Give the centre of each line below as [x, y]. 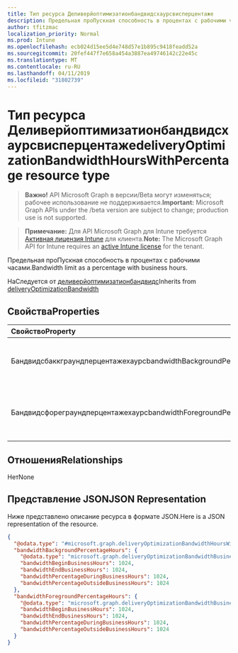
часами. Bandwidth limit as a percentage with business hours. [97, 268]
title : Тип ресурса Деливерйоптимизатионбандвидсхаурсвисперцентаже [110, 14]
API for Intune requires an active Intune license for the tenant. [114, 246]
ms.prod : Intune [31, 40]
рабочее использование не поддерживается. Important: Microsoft [124, 202]
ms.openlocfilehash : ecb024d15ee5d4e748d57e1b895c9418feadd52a [103, 47]
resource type [68, 175]
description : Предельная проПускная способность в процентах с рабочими [117, 21]
